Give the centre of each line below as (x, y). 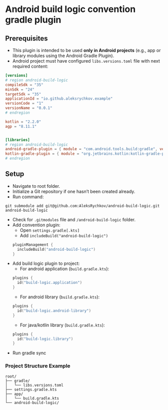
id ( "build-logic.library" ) (45, 339)
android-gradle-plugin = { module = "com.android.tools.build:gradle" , (81, 149)
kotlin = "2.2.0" (23, 122)
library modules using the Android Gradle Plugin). (63, 56)
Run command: (28, 197)
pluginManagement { (33, 245)
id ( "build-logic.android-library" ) (54, 311)
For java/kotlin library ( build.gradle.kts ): (62, 325)
